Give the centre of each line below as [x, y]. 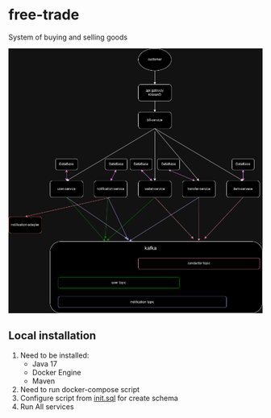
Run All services [47, 406]
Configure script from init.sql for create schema [99, 398]
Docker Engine [56, 372]
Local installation [52, 336]
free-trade [44, 15]
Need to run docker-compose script [79, 389]
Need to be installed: [54, 355]
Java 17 [45, 363]
